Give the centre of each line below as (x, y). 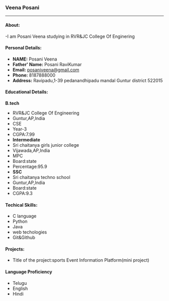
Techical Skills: (21, 205)
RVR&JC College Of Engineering (46, 113)
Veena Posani (22, 8)
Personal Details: (23, 48)
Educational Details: (27, 92)
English (20, 288)
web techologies (30, 232)
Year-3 (20, 129)
